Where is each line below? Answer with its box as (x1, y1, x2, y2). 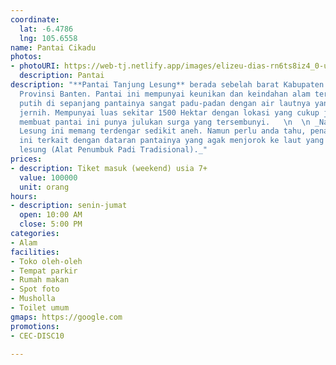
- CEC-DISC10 (10, 331, 65, 341)
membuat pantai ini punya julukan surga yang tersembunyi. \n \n (19, 117, 311, 127)
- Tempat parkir (10, 266, 78, 276)
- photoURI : (10, 61, 60, 71)
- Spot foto (10, 284, 60, 295)
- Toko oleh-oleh (10, 256, 83, 266)
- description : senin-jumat (10, 201, 128, 211)
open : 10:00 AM (19, 210, 83, 220)
